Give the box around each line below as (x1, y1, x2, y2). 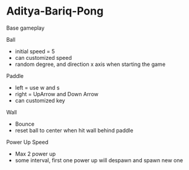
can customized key (14, 97, 65, 104)
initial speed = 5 (14, 47, 56, 55)
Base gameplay (6, 24, 45, 31)
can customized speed (14, 54, 72, 61)
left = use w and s (14, 83, 60, 91)
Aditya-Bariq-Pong (6, 4, 104, 18)
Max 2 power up (14, 150, 56, 157)
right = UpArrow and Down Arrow (14, 90, 98, 97)
